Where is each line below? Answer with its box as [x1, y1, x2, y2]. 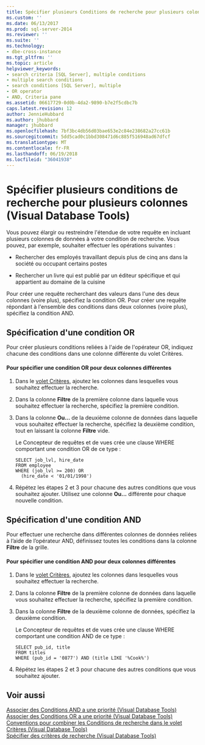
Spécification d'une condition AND [6, 514, 142, 525]
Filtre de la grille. [6, 544, 49, 551]
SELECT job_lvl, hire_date [15, 457, 84, 464]
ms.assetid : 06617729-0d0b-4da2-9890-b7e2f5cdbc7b [6, 99, 138, 106]
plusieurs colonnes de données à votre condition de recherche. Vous [6, 236, 180, 243]
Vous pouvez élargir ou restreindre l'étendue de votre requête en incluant [6, 229, 191, 236]
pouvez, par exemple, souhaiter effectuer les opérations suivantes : [6, 242, 176, 249]
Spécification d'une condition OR [6, 327, 135, 337]
